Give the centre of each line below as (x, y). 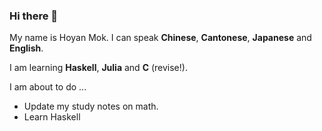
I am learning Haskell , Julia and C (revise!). (98, 68)
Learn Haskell (52, 117)
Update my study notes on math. (91, 106)
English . (26, 48)
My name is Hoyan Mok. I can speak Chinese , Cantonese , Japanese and (160, 38)
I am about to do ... (48, 87)
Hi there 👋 (34, 16)
